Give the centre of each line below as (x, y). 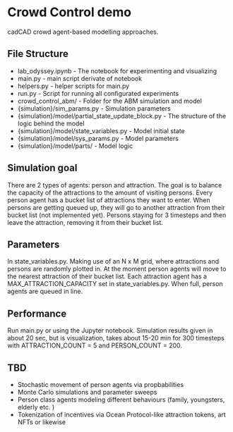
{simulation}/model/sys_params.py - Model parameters (98, 138)
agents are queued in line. (45, 291)
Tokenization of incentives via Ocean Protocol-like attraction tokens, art (121, 414)
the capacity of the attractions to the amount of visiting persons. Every (110, 192)
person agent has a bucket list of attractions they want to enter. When (109, 200)
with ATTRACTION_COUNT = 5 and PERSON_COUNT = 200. (95, 345)
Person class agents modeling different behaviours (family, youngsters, (121, 400)
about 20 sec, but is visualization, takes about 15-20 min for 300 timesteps (116, 338)
